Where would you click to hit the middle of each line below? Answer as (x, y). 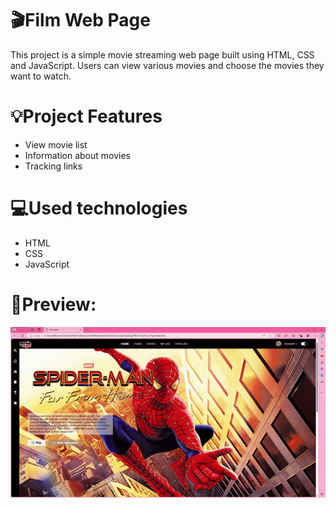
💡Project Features (86, 116)
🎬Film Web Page (80, 20)
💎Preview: (53, 304)
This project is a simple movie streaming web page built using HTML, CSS (162, 54)
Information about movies (78, 155)
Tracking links (53, 166)
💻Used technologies (99, 208)
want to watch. (41, 76)
